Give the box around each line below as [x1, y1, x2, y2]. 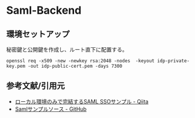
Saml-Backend [6, 4, 82, 17]
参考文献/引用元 [6, 81, 65, 91]
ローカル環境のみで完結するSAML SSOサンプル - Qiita [14, 98, 149, 105]
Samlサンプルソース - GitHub [14, 105, 87, 113]
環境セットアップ [6, 29, 70, 39]
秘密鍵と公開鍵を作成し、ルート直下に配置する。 [6, 46, 128, 53]
